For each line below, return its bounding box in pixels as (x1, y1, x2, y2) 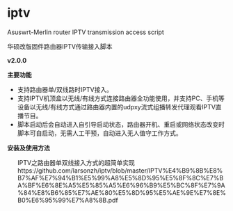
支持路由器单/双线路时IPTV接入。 (17, 85, 113, 93)
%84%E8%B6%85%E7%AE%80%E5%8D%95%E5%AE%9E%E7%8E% (17, 188, 227, 196)
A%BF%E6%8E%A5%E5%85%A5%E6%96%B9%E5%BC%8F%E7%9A (17, 181, 225, 189)
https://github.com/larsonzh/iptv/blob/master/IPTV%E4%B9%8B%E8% (17, 166, 223, 175)
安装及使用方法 (7, 143, 50, 152)
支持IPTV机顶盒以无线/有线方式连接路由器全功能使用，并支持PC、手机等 (17, 94, 225, 102)
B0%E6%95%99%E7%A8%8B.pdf (17, 196, 118, 204)
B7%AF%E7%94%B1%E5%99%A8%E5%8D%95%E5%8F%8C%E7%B (17, 173, 224, 182)
